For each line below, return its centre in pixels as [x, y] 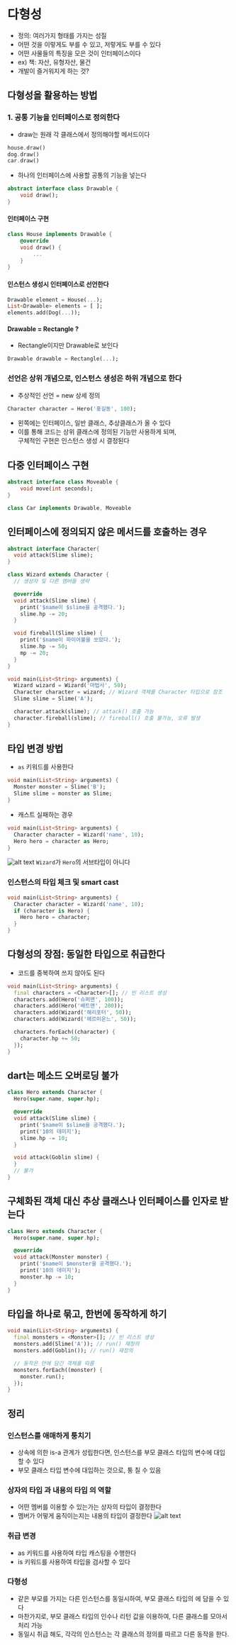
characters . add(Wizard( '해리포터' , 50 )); [73, 1013]
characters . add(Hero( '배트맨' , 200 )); [69, 1006]
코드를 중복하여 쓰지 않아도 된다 [61, 973]
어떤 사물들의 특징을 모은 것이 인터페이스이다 [79, 53]
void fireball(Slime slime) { [58, 633]
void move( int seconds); [57, 489]
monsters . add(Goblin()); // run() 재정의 [73, 1351]
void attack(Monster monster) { [62, 1257]
